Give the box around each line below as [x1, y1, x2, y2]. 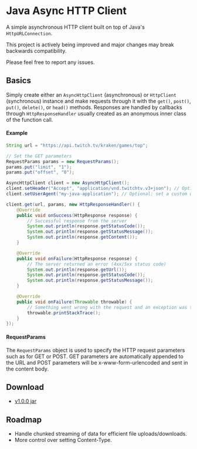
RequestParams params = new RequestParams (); [6, 158, 119, 165]
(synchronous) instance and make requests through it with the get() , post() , [6, 97, 191, 104]
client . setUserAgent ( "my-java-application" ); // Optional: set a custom [6, 191, 188, 197]
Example [6, 130, 28, 137]
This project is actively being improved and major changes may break [6, 41, 174, 48]
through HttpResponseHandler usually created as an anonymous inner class [6, 110, 186, 117]
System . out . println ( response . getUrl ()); [27, 267, 127, 273]
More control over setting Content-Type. [14, 437, 113, 444]
